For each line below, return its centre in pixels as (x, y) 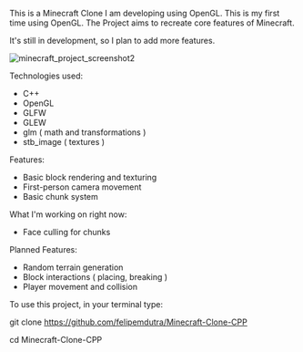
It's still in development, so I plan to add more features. (112, 41)
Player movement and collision (80, 287)
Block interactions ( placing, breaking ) (95, 277)
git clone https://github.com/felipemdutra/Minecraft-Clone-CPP (128, 322)
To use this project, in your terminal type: (86, 304)
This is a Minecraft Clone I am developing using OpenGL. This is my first (145, 13)
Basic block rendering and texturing (90, 177)
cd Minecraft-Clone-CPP (56, 340)
